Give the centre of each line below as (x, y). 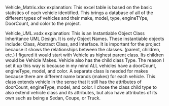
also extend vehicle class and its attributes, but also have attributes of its (81, 93)
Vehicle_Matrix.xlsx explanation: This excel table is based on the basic (79, 7)
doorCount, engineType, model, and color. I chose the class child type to (81, 87)
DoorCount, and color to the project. (43, 23)
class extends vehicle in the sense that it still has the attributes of (74, 82)
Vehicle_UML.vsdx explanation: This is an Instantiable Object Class (75, 33)
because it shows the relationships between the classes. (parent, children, (83, 49)
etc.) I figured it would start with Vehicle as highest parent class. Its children (84, 55)
